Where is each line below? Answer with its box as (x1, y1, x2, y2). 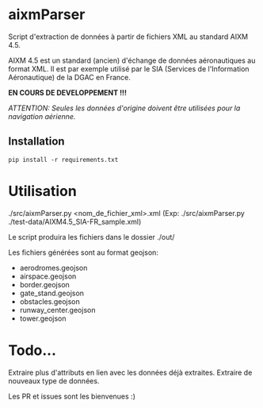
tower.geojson (19, 314, 67, 323)
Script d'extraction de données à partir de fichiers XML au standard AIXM (8, 32, 248, 41)
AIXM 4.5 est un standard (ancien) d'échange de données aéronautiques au (8, 56, 256, 65)
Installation (8, 135, 65, 148)
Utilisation (8, 182, 77, 200)
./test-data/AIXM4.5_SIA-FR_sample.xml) (8, 217, 142, 226)
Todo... (8, 341, 57, 359)
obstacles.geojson (19, 296, 81, 306)
